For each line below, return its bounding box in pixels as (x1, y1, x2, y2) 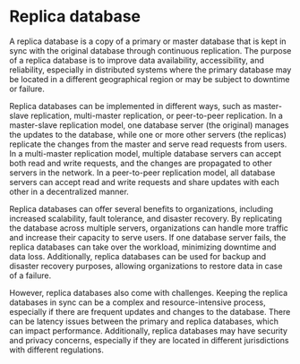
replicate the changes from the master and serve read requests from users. (9, 139, 287, 149)
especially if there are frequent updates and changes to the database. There (9, 306, 291, 317)
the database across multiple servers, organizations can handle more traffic (9, 222, 289, 233)
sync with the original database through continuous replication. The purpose (9, 45, 292, 55)
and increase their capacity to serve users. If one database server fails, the (9, 232, 287, 242)
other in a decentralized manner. (9, 186, 130, 197)
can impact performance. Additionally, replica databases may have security (9, 325, 288, 336)
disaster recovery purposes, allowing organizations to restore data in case (9, 260, 283, 271)
